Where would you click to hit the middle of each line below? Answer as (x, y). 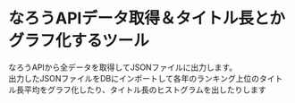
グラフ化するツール (79, 41)
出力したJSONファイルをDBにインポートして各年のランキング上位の (134, 78)
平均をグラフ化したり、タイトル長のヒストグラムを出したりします (145, 90)
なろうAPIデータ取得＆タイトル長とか (147, 18)
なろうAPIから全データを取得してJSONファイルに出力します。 (123, 67)
